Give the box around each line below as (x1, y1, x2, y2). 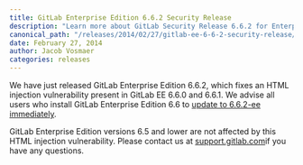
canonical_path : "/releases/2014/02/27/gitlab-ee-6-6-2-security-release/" (9, 30, 300, 39)
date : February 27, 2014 (9, 38, 103, 48)
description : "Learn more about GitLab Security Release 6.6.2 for (9, 22, 269, 31)
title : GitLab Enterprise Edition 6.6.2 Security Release (9, 13, 232, 23)
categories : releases (9, 55, 91, 64)
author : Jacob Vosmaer (9, 47, 95, 56)
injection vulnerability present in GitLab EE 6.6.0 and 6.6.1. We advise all (9, 89, 275, 100)
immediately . (9, 109, 57, 119)
